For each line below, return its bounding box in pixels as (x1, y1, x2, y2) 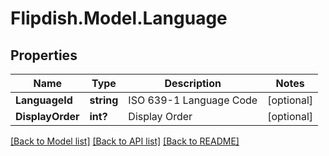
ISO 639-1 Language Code (128, 93, 258, 107)
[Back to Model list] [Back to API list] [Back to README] (10, 135, 240, 147)
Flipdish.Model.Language (10, 7, 228, 30)
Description (164, 77, 222, 90)
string (89, 93, 119, 107)
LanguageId (15, 93, 73, 107)
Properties (10, 47, 78, 64)
